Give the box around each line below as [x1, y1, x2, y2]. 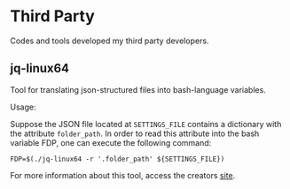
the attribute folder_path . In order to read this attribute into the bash [10, 128, 260, 139]
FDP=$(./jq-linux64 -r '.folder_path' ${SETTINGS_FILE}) [10, 155, 225, 163]
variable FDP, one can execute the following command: [10, 137, 212, 147]
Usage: [10, 102, 36, 112]
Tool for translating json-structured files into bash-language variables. [10, 84, 267, 94]
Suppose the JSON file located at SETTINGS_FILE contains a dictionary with [10, 118, 282, 129]
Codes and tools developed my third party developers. [10, 35, 209, 46]
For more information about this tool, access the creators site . [10, 170, 236, 180]
